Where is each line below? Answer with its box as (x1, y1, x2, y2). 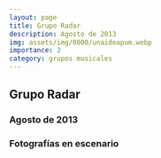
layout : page (9, 12, 57, 22)
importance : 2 (9, 46, 62, 55)
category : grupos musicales (9, 54, 113, 63)
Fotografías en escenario (9, 138, 119, 150)
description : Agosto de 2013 (9, 29, 117, 38)
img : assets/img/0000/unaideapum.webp (9, 37, 152, 47)
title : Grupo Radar (9, 21, 81, 30)
